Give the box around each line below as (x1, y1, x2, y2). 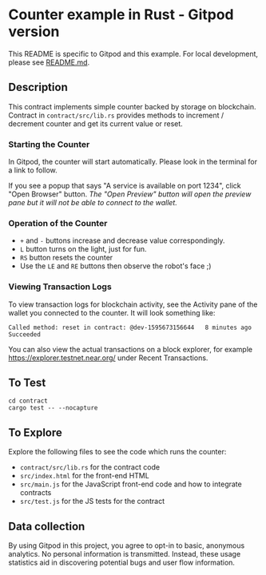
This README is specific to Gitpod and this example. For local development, (8, 49, 258, 58)
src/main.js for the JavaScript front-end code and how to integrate (19, 479, 242, 489)
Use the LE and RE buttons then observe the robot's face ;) (19, 261, 212, 271)
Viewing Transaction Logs (8, 281, 112, 292)
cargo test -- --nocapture (8, 404, 98, 412)
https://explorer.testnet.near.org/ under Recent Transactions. (8, 353, 208, 363)
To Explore (8, 426, 62, 439)
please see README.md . (8, 57, 90, 67)
